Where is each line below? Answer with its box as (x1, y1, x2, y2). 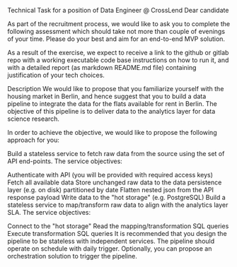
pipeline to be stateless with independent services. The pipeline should (7, 237, 215, 245)
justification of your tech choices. (7, 71, 105, 79)
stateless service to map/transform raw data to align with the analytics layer (7, 201, 229, 209)
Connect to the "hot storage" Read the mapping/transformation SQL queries (7, 222, 229, 230)
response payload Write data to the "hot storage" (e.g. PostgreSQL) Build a (7, 194, 226, 201)
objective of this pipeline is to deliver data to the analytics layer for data (7, 107, 216, 115)
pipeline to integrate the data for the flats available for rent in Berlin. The (7, 100, 217, 108)
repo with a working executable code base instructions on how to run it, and (7, 56, 229, 64)
